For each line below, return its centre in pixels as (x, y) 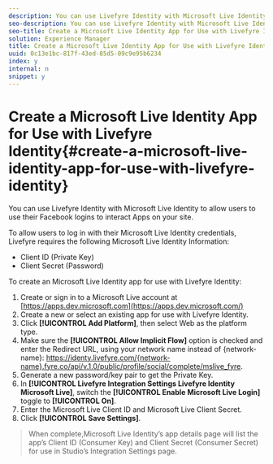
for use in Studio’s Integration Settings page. (102, 451)
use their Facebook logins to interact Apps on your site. (101, 217)
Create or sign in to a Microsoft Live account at (99, 297)
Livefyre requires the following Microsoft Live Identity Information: (119, 241)
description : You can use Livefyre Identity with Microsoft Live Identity (138, 16)
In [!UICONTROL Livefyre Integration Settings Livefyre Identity (128, 384)
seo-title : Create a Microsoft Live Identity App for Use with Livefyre (134, 31)
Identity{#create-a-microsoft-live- (128, 151)
